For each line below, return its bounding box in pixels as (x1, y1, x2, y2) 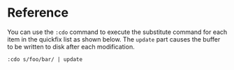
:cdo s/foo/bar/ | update (7, 55, 82, 63)
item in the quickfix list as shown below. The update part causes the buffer (7, 35, 221, 43)
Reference (7, 5, 68, 21)
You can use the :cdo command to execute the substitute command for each (7, 28, 228, 36)
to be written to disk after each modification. (7, 42, 135, 51)
